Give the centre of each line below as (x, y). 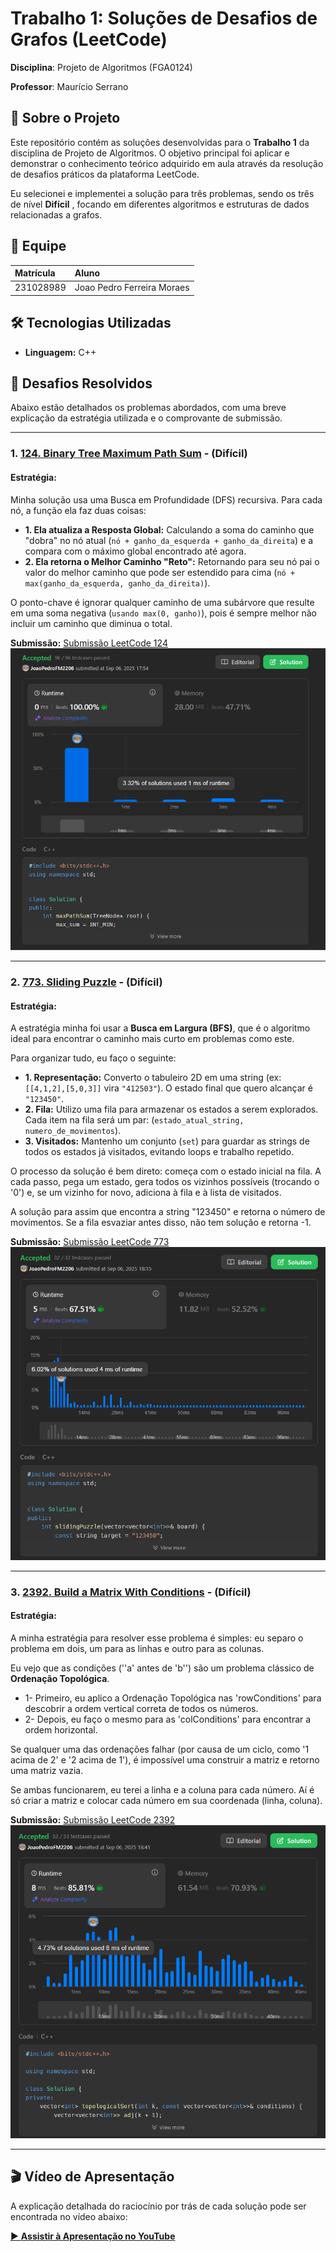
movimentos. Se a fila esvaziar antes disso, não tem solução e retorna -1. (161, 1223)
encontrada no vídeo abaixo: (69, 2216)
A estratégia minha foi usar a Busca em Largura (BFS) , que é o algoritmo (160, 1028)
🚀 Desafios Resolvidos (81, 383)
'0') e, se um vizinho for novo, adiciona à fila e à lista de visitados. (146, 1193)
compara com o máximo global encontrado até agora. (135, 551)
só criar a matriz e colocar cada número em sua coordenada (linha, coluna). (166, 1800)
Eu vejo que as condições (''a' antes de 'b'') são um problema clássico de (162, 1668)
